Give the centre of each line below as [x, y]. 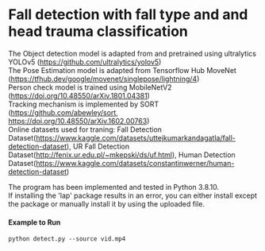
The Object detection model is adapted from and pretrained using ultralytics [132, 53]
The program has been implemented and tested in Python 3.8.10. [114, 187]
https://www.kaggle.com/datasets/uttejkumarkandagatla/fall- [136, 137]
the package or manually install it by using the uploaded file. [106, 203]
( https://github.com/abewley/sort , [63, 112]
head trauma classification [98, 31]
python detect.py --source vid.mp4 [67, 239]
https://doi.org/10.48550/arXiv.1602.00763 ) [79, 121]
